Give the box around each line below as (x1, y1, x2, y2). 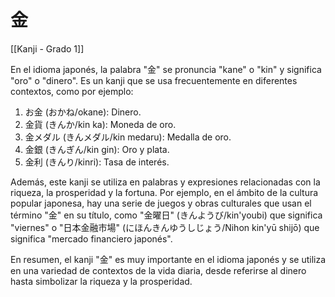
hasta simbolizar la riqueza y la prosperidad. (10, 275, 193, 287)
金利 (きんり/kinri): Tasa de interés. (24, 156, 170, 168)
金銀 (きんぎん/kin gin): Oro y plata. (24, 143, 170, 155)
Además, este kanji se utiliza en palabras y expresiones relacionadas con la (10, 176, 321, 188)
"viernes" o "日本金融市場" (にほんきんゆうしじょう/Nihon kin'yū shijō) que (10, 221, 320, 233)
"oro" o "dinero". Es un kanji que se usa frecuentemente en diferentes (10, 74, 298, 86)
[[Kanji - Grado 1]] (10, 42, 85, 55)
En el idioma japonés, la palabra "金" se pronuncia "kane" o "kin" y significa (10, 63, 322, 75)
